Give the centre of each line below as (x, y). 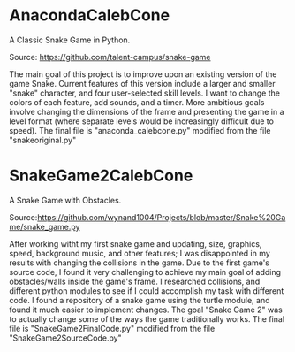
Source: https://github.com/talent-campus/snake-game (110, 57)
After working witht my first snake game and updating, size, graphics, (136, 243)
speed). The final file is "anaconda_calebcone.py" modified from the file (140, 130)
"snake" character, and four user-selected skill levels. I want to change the (145, 93)
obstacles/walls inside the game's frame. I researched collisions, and (135, 281)
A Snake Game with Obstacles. (65, 200)
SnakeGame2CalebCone (101, 176)
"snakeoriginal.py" (43, 140)
